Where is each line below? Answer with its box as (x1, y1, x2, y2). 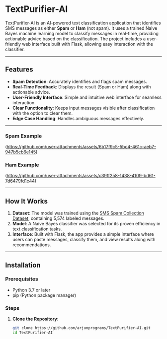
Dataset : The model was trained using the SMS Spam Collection (12, 210, 144, 216)
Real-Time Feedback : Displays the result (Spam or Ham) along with (12, 83, 151, 90)
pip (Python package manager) (12, 292, 77, 298)
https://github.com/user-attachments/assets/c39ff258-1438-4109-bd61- (6, 173, 156, 179)
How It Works (5, 197, 48, 205)
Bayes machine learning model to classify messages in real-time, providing (5, 30, 159, 36)
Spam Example (5, 133, 42, 139)
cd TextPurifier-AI (12, 330, 53, 336)
